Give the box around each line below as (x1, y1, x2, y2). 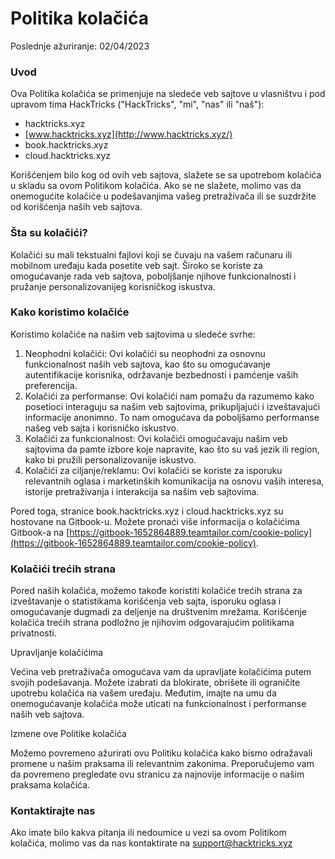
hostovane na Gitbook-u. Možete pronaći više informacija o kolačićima (10, 515, 300, 527)
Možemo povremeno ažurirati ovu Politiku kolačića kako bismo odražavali (10, 747, 313, 759)
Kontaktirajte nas (10, 804, 96, 818)
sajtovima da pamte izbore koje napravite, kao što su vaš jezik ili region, (24, 443, 320, 455)
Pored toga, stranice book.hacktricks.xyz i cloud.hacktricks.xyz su (10, 505, 284, 517)
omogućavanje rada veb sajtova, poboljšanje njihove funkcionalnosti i (10, 270, 297, 282)
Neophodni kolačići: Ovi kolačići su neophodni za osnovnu (24, 347, 266, 359)
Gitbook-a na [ (10, 526, 70, 538)
